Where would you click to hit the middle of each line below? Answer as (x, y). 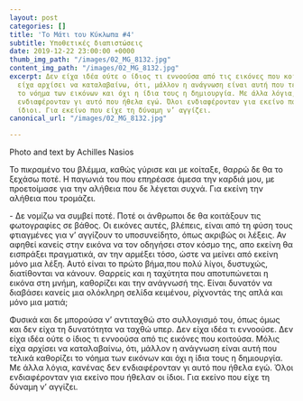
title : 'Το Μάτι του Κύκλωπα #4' (72, 34)
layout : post (34, 18)
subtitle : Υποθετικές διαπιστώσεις (76, 43)
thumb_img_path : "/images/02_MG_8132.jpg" (90, 60)
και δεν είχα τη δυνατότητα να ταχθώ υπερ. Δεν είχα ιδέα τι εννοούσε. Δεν (151, 330)
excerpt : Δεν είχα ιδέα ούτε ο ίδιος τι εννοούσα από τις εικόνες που (145, 77)
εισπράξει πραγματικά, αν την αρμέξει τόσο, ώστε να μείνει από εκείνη (144, 255)
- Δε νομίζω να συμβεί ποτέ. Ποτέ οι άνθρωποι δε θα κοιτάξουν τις (135, 216)
